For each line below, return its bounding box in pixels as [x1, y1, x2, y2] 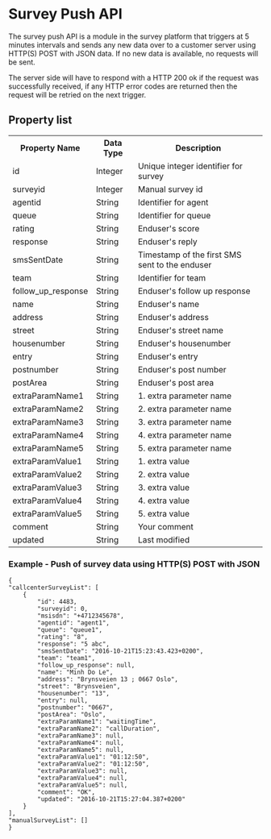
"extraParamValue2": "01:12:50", [37, 760, 150, 768]
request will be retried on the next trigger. [8, 89, 147, 99]
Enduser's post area [137, 376, 215, 388]
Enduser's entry [137, 351, 198, 362]
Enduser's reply [137, 235, 198, 247]
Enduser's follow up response [137, 285, 251, 297]
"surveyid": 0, [37, 605, 89, 613]
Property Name [19, 142, 81, 153]
